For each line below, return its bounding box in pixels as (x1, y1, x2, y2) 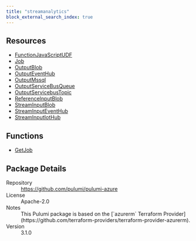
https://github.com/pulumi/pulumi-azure (21, 185, 118, 192)
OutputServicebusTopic (14, 89, 72, 96)
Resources (6, 36, 46, 46)
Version (6, 223, 25, 230)
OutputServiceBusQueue (14, 83, 75, 90)
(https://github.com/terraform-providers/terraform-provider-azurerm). (21, 216, 191, 223)
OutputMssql (14, 76, 46, 83)
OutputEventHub (14, 70, 56, 77)
